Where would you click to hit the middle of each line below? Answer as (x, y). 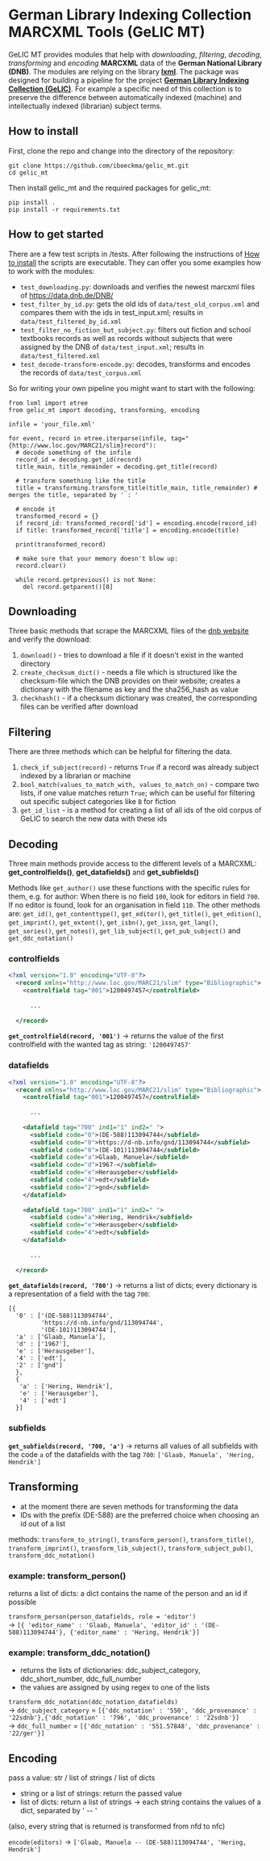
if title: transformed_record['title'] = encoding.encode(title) (128, 530)
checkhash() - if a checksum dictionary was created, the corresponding (139, 698)
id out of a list (43, 1523)
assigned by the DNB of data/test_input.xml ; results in (112, 347)
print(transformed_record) (61, 544)
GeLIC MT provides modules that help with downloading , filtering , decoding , (135, 54)
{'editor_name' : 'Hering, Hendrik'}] (135, 1632)
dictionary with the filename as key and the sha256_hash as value (129, 689)
